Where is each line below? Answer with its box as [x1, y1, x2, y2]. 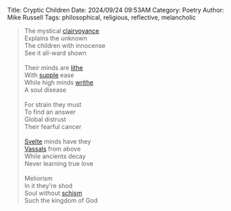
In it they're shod [24, 182, 73, 189]
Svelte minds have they [24, 137, 92, 145]
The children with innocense [24, 42, 106, 49]
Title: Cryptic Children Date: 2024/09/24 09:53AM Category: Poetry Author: [7, 6, 224, 14]
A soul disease [24, 86, 67, 94]
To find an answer [24, 108, 76, 116]
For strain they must [24, 101, 82, 108]
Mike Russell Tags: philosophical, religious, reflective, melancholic [7, 13, 196, 22]
